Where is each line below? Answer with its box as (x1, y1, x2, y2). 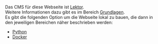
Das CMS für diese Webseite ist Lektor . (5, 4, 84, 10)
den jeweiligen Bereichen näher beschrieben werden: (5, 19, 113, 25)
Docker (12, 34, 27, 40)
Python (12, 29, 27, 34)
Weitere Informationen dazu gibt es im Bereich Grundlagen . (5, 9, 125, 15)
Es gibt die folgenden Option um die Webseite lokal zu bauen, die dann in (5, 15, 153, 20)
